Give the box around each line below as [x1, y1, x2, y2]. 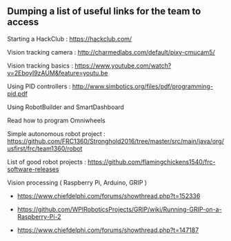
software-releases [7, 165, 59, 173]
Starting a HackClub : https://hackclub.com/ [7, 35, 132, 43]
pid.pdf [7, 89, 28, 97]
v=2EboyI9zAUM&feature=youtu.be [7, 68, 108, 77]
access [7, 17, 39, 28]
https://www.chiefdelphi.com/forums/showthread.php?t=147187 [17, 226, 199, 234]
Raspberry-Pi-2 [17, 212, 61, 220]
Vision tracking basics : [7, 61, 74, 70]
